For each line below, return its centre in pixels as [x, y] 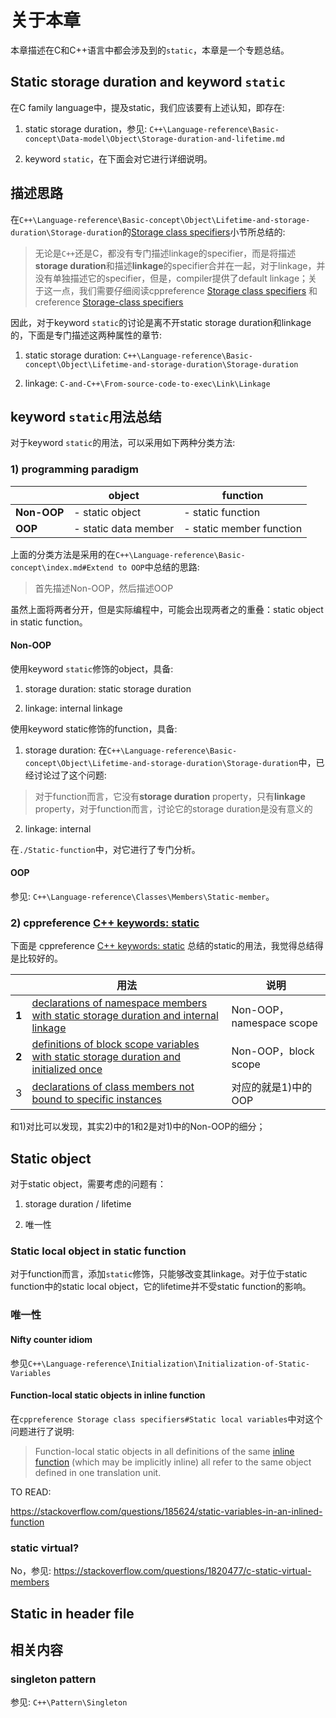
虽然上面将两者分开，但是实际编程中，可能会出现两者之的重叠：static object [167, 609]
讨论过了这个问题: [70, 775]
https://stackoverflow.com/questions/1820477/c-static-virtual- [182, 1571]
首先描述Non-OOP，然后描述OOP [104, 588]
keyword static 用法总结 [86, 416]
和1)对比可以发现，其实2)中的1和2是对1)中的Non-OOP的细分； [138, 1127]
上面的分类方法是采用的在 [63, 554]
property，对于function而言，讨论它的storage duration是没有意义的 [173, 808]
